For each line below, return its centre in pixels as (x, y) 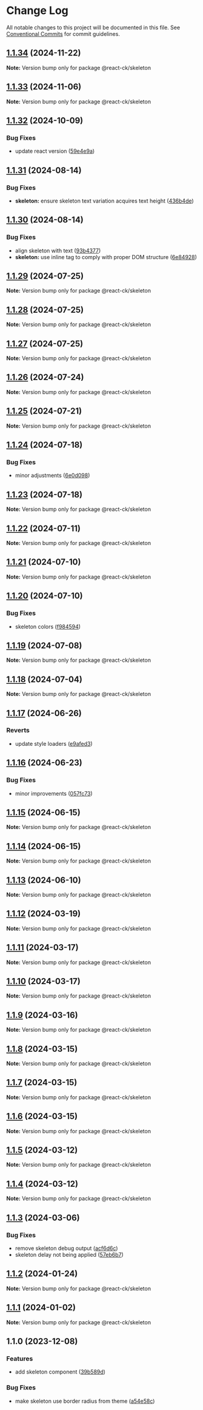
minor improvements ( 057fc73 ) (54, 793)
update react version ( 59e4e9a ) (55, 151)
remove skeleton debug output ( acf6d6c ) (66, 1248)
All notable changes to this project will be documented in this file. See (93, 27)
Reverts (18, 731)
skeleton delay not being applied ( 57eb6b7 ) (69, 1254)
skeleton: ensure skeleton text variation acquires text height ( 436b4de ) (104, 201)
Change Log (37, 11)
